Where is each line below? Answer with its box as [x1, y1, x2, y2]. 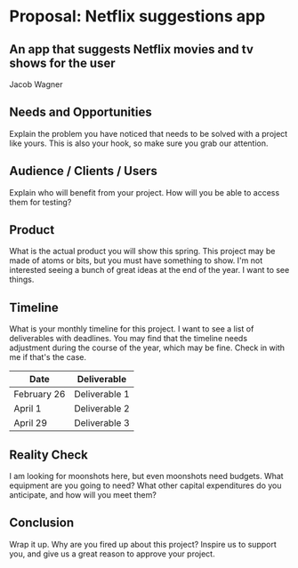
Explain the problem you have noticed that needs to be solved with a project [9, 128, 288, 139]
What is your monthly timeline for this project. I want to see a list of [9, 324, 254, 334]
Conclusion [9, 516, 75, 531]
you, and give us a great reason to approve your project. [9, 548, 215, 559]
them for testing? [9, 196, 72, 207]
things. [9, 274, 35, 285]
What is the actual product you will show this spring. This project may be [9, 246, 276, 257]
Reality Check [9, 447, 89, 462]
